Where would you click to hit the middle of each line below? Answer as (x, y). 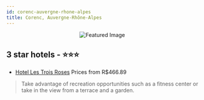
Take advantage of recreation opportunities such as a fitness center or (110, 84)
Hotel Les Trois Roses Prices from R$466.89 (71, 72)
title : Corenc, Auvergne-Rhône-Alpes (54, 18)
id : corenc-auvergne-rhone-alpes (49, 12)
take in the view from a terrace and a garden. (78, 90)
